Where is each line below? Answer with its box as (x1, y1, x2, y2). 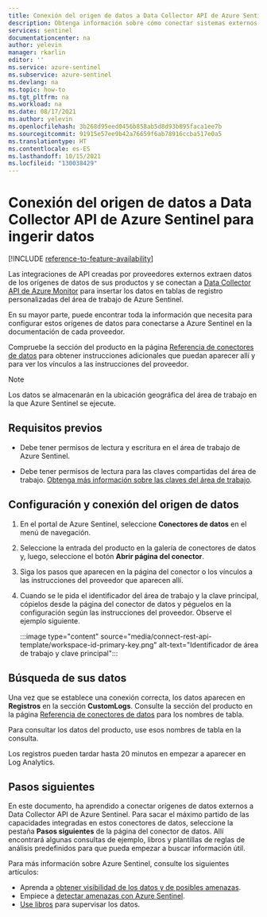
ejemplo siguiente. (19, 616, 81, 625)
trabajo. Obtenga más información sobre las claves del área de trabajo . (19, 475, 253, 484)
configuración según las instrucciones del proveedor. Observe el (19, 608, 232, 617)
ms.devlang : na (8, 78, 59, 86)
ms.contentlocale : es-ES (8, 145, 91, 153)
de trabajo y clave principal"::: (19, 648, 118, 658)
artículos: (8, 868, 39, 877)
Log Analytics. (8, 757, 56, 767)
